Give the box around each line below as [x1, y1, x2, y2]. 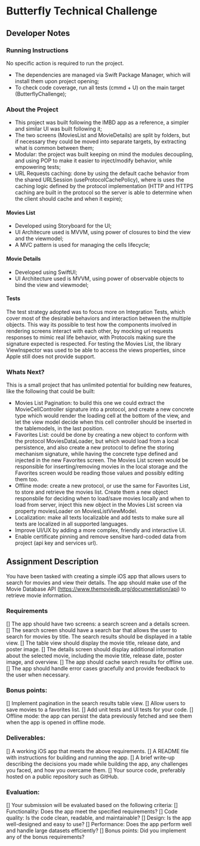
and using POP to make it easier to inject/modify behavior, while [14, 157, 172, 164]
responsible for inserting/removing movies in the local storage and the [14, 463, 188, 470]
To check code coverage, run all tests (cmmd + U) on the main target [14, 84, 185, 91]
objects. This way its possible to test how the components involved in [6, 321, 177, 328]
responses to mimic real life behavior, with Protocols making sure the [6, 334, 176, 341]
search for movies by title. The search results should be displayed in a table [6, 633, 192, 640]
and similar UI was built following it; [14, 125, 103, 132]
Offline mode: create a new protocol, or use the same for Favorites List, [14, 482, 190, 490]
